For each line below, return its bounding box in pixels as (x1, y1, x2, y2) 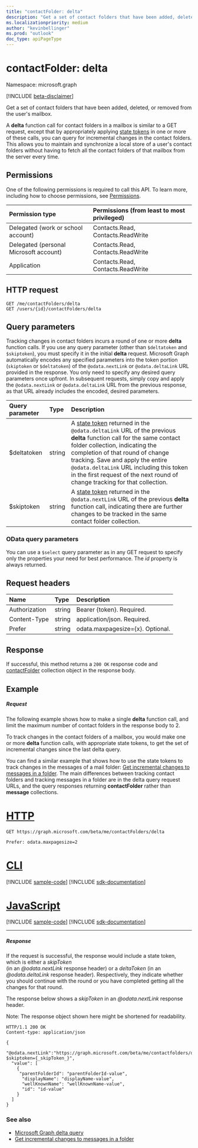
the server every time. (6, 153, 60, 160)
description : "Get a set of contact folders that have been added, (6, 14, 176, 20)
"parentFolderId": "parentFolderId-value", (19, 1071, 128, 1077)
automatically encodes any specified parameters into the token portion (6, 356, 178, 363)
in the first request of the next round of (71, 471, 179, 479)
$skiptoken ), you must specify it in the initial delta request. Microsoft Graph (6, 350, 190, 357)
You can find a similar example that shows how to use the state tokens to (6, 757, 183, 764)
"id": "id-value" (21, 1087, 65, 1092)
